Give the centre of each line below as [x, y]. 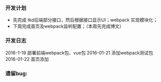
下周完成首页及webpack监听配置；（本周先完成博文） [68, 26]
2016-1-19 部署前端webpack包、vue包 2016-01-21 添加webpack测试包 [79, 53]
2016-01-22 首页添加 [27, 59]
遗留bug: [17, 73]
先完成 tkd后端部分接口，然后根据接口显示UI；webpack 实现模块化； [85, 20]
